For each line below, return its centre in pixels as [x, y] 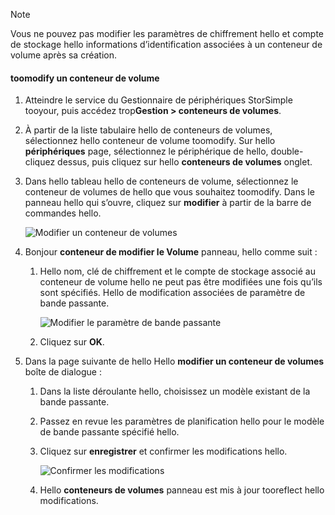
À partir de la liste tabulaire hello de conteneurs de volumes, [148, 130]
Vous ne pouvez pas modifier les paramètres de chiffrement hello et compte [167, 33]
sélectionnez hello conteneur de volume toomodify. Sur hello [150, 141]
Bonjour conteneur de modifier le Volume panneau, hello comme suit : [171, 252]
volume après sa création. [64, 55]
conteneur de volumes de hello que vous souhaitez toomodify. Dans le [169, 192]
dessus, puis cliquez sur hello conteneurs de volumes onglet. [185, 162]
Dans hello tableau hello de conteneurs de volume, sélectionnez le [161, 181]
